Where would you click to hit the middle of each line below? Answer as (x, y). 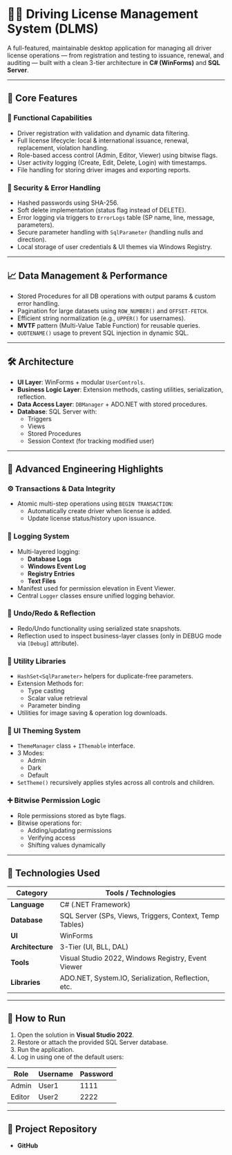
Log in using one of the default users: (70, 1057)
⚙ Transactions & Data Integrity (61, 488)
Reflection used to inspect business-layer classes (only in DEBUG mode (119, 636)
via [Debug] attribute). (48, 643)
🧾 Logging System (38, 537)
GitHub (28, 1146)
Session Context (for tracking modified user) (91, 441)
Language (28, 904)
